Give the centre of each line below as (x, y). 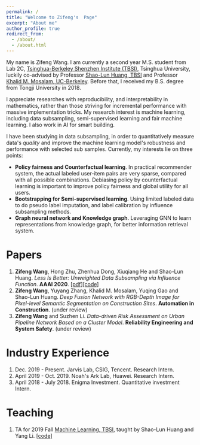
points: (15, 155)
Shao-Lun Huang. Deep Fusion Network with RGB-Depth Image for (97, 296)
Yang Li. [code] (33, 435)
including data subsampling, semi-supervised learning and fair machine (94, 118)
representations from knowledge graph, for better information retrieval (101, 224)
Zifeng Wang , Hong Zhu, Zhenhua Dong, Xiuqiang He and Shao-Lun (99, 271)
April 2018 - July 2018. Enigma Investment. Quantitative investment (97, 382)
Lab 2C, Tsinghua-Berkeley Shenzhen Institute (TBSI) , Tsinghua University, (98, 68)
